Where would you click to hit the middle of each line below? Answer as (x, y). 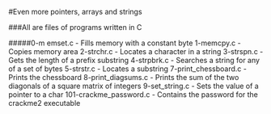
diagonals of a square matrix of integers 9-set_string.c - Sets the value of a (133, 86)
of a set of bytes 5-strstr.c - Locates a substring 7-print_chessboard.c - (127, 69)
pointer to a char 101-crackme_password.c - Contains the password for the (133, 95)
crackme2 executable (44, 103)
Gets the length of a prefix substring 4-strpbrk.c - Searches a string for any (134, 60)
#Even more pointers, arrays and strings (76, 12)
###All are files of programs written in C (75, 27)
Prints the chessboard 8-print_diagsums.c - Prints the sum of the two (124, 77)
